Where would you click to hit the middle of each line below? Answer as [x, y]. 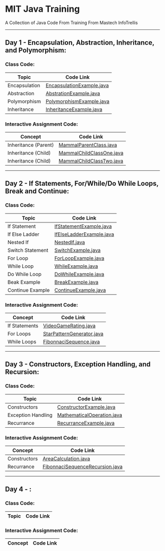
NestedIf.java [69, 242]
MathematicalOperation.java [90, 415]
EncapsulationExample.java [77, 85]
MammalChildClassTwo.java [91, 161]
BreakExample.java [76, 282]
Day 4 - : [18, 489]
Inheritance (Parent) [31, 145]
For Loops [19, 333]
